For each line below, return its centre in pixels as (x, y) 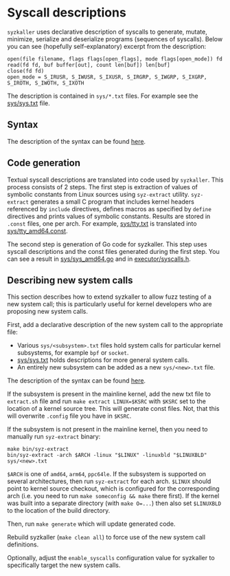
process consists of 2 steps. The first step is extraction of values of (102, 186)
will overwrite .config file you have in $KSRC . (69, 416)
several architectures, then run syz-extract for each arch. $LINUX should (109, 481)
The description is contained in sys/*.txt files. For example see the (103, 96)
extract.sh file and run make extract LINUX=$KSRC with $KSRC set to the (107, 401)
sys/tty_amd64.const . (37, 231)
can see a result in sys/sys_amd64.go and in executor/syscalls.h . (99, 259)
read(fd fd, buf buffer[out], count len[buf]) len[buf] (89, 65)
